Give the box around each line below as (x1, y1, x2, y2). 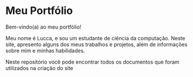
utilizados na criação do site (5, 64, 74, 71)
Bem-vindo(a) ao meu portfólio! (5, 23, 82, 30)
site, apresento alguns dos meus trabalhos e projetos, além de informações (5, 41, 188, 48)
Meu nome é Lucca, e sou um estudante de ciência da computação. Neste (5, 34, 185, 41)
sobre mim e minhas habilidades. (5, 47, 86, 54)
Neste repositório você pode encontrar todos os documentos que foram (5, 58, 180, 65)
